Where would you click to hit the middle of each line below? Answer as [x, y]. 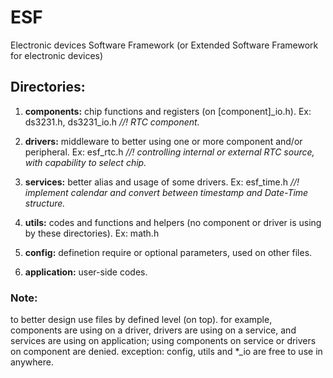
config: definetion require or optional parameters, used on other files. [168, 252]
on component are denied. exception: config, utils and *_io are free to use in [166, 352]
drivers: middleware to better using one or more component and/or [163, 141]
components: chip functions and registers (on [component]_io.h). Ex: [168, 111]
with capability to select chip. [85, 162]
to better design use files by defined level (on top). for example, [141, 320]
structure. [45, 203]
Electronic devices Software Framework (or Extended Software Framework [164, 45]
